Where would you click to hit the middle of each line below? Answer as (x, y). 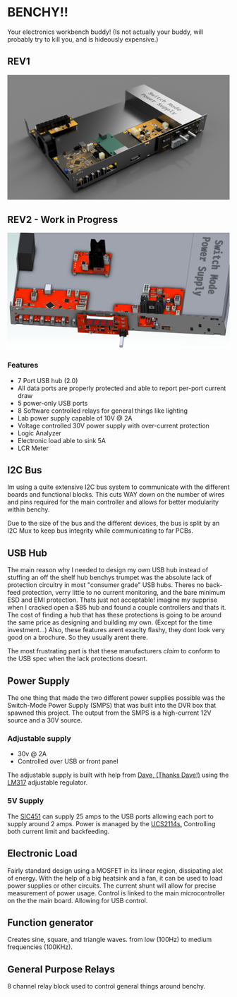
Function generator (50, 923)
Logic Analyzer (39, 433)
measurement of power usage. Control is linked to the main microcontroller (116, 893)
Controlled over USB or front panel (68, 761)
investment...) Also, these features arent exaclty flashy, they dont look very (116, 630)
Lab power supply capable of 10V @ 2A (75, 418)
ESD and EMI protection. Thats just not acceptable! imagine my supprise (112, 600)
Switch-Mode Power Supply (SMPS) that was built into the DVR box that (112, 706)
